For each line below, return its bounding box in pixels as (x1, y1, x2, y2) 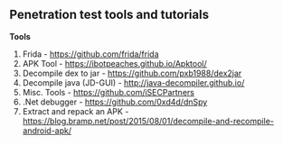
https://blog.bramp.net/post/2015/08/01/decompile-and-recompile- (22, 115, 274, 126)
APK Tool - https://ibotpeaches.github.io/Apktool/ (22, 58, 208, 68)
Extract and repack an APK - (22, 105, 129, 116)
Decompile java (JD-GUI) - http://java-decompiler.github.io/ (22, 77, 245, 88)
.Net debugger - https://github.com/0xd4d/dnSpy (22, 96, 208, 107)
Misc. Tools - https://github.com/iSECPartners (22, 86, 194, 97)
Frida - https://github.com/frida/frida (22, 49, 160, 59)
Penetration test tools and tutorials (9, 7, 210, 23)
